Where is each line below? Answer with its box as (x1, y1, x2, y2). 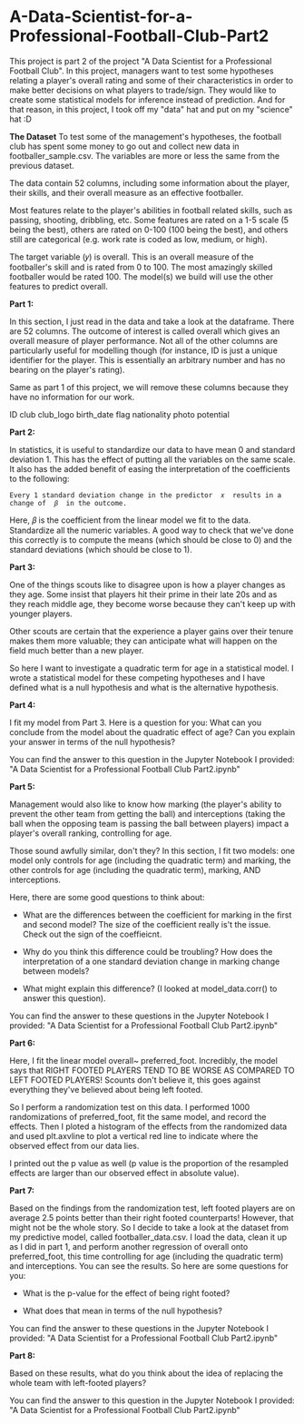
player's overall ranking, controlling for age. (9, 828, 172, 839)
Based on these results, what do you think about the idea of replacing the (9, 1368, 284, 1379)
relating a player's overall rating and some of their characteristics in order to (9, 74, 293, 85)
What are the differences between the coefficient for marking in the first (22, 909, 292, 920)
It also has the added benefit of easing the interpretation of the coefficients (9, 463, 290, 474)
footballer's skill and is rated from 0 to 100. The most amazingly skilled (9, 261, 273, 272)
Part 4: (9, 699, 36, 710)
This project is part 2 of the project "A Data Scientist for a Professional (9, 55, 272, 66)
